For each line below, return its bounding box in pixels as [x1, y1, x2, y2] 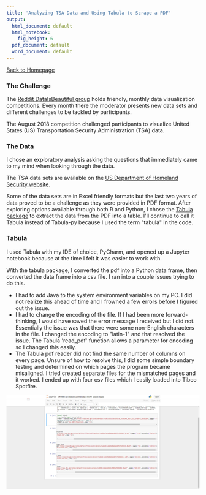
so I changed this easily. [15, 343, 77, 350]
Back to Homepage [6, 66, 55, 74]
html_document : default [12, 23, 72, 29]
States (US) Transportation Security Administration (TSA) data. [6, 127, 165, 134]
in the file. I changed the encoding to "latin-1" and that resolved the [15, 330, 185, 338]
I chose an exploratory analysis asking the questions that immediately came [6, 156, 198, 164]
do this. [6, 279, 26, 287]
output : [6, 16, 26, 23]
